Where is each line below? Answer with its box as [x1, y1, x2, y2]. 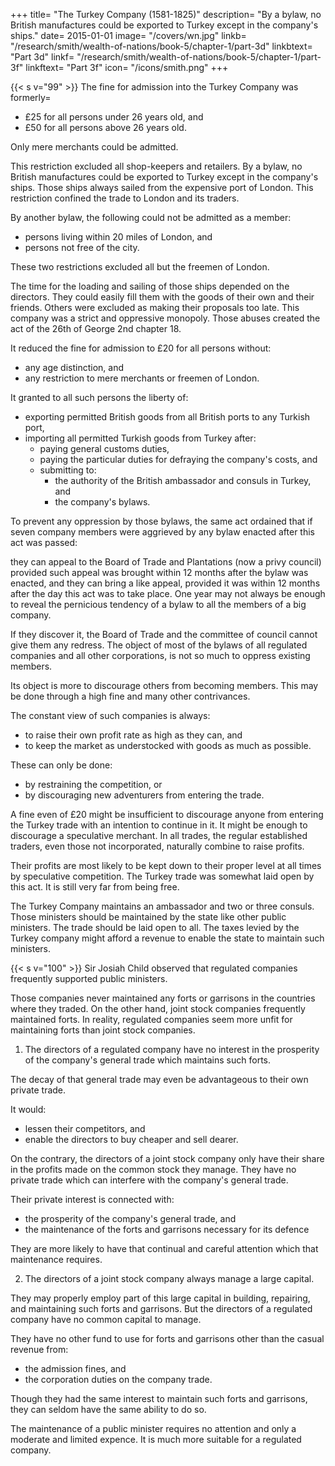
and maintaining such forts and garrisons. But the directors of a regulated [10, 1303, 313, 1314]
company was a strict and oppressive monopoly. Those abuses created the [10, 312, 321, 324]
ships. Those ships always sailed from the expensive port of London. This [10, 182, 314, 193]
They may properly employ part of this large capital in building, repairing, [10, 1292, 311, 1304]
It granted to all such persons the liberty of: [10, 392, 189, 403]
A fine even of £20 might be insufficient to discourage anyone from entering [10, 809, 324, 820]
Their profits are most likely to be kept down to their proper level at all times [10, 860, 322, 871]
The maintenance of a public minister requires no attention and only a [10, 1423, 297, 1434]
